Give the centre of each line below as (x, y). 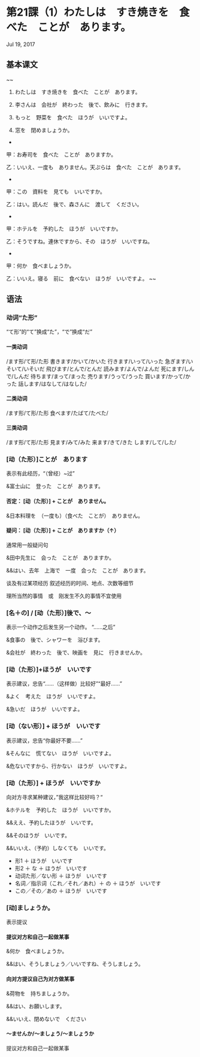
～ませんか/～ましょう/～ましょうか (50, 1034)
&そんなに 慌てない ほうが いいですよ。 (60, 753)
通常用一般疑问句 (27, 545)
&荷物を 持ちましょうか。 (40, 993)
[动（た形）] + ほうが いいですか (53, 783)
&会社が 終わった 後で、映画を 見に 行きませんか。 (76, 653)
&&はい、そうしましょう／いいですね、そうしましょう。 (75, 964)
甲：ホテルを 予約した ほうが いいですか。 (64, 228)
